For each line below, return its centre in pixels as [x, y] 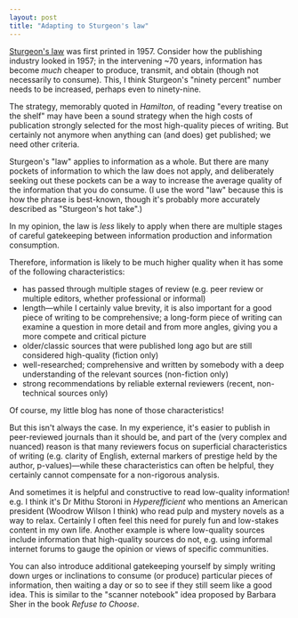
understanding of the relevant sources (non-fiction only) [125, 374]
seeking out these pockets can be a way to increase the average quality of [146, 180]
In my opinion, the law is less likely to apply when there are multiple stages [146, 226]
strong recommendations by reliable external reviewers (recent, [138, 383]
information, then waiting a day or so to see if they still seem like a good [141, 585]
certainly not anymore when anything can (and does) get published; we [140, 134]
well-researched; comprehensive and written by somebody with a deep [153, 364]
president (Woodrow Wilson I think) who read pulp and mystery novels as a [147, 511]
